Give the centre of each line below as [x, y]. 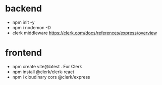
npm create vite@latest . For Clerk [47, 66]
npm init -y [23, 22]
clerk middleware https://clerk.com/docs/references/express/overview [84, 33]
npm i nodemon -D [31, 27]
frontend [24, 53]
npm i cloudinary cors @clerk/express [51, 77]
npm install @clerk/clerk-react [43, 72]
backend [24, 9]
